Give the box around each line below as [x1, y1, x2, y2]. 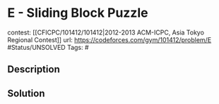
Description [7, 63, 60, 75]
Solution [7, 87, 45, 99]
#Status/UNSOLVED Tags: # [7, 43, 90, 51]
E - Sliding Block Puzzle [7, 5, 148, 21]
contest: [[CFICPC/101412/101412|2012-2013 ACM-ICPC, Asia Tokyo [7, 28, 205, 37]
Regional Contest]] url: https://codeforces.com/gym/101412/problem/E [7, 35, 212, 44]
